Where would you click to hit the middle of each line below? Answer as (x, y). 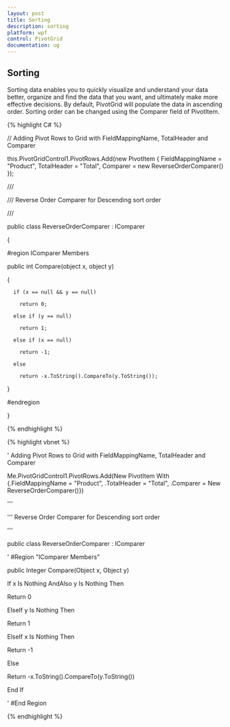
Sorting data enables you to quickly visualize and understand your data (107, 89)
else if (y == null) (43, 316)
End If (15, 689)
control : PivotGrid (35, 39)
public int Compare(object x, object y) (61, 266)
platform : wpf (27, 33)
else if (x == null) (43, 340)
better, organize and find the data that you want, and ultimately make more (113, 97)
